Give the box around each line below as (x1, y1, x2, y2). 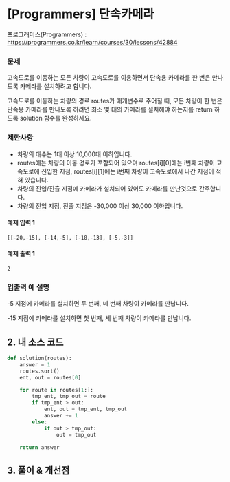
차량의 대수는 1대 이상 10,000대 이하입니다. (16, 149, 133, 158)
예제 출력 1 (7, 249, 36, 258)
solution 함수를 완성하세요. (19, 114, 92, 123)
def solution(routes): (7, 355, 72, 362)
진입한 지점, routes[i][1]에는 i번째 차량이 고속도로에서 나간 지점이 (41, 167, 214, 176)
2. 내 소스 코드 (7, 336, 64, 348)
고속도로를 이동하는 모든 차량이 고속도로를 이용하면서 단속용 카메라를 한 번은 (7, 74, 211, 82)
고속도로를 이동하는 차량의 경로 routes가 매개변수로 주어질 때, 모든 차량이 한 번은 (7, 97, 223, 105)
